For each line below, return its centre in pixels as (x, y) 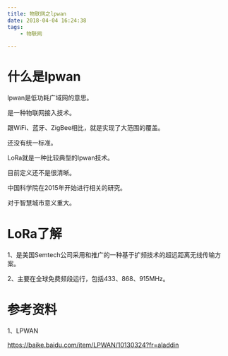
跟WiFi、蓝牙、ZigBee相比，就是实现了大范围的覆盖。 (86, 128)
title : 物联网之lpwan (37, 14)
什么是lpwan (44, 77)
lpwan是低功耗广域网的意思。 (50, 98)
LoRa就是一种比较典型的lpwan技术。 (61, 158)
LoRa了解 (35, 234)
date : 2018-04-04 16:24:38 (47, 20)
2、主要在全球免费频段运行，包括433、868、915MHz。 (88, 279)
